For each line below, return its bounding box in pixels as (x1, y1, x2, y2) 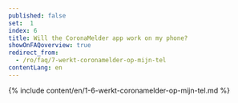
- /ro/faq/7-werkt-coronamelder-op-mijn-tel (15, 57, 167, 65)
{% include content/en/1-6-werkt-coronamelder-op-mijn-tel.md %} (8, 85, 231, 95)
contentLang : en (8, 64, 63, 72)
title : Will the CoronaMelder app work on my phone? (8, 34, 188, 42)
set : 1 (8, 19, 34, 27)
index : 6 (8, 26, 38, 34)
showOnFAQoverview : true (8, 42, 91, 50)
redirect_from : (8, 49, 59, 57)
